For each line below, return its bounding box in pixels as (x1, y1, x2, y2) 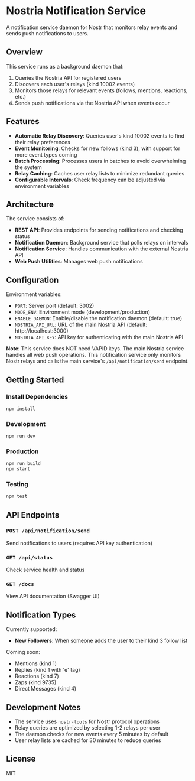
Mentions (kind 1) (14, 660, 57, 667)
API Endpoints (6, 510, 60, 520)
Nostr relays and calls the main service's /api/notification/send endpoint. (6, 357, 189, 365)
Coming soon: (6, 649, 40, 656)
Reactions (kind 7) (14, 672, 59, 680)
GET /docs (6, 581, 34, 588)
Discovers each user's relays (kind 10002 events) (14, 80, 135, 87)
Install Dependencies (6, 392, 69, 401)
